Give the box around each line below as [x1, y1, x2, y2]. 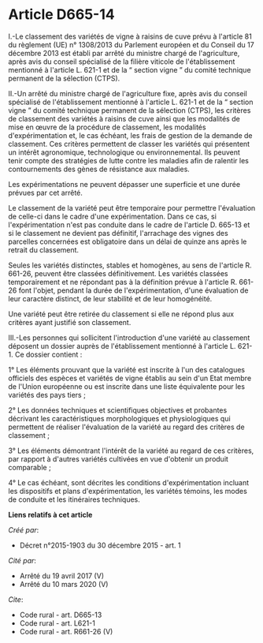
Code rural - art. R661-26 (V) [19, 626, 113, 636]
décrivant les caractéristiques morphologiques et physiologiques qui [8, 413, 231, 423]
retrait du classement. [8, 245, 80, 254]
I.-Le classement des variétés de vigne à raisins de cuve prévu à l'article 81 [8, 32, 252, 41]
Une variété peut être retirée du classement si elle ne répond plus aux [8, 309, 235, 319]
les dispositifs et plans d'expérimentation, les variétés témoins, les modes [8, 486, 248, 495]
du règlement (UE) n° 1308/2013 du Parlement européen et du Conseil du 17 [8, 39, 254, 49]
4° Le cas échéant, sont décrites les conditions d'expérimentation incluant [8, 477, 250, 487]
